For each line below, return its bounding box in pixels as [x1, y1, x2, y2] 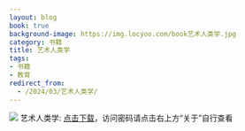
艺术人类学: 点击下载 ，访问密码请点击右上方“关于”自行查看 [19, 112, 234, 123]
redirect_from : [9, 79, 65, 88]
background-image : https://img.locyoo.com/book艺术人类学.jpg [9, 29, 237, 38]
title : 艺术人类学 [9, 46, 71, 55]
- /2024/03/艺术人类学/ [17, 87, 98, 96]
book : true [9, 21, 50, 30]
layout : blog [9, 12, 57, 22]
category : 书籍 [9, 37, 63, 47]
